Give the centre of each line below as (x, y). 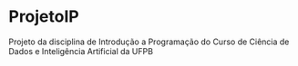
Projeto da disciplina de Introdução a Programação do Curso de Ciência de (149, 42)
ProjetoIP (44, 17)
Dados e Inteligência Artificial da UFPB (81, 51)
